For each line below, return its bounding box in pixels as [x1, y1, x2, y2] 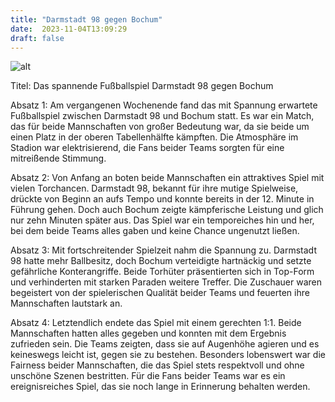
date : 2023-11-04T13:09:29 [10, 24, 128, 34]
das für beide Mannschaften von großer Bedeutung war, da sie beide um [10, 121, 310, 133]
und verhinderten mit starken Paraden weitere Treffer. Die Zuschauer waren [10, 276, 322, 288]
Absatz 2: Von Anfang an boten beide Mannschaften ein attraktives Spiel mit [10, 172, 325, 184]
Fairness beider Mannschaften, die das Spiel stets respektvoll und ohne [10, 359, 305, 371]
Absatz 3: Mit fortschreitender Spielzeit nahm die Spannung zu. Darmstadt [10, 244, 317, 256]
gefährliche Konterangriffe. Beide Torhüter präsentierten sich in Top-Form [10, 266, 315, 278]
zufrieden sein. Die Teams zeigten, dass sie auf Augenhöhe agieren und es [10, 338, 320, 350]
